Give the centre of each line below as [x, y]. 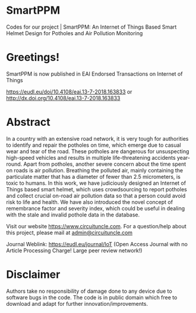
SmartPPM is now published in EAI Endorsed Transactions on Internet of [94, 74]
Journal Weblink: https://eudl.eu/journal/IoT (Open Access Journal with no [97, 244]
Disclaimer [33, 274]
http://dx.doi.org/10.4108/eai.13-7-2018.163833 [63, 98]
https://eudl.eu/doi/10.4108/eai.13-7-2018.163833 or [69, 92]
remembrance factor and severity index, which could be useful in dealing [96, 208]
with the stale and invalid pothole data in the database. [73, 215]
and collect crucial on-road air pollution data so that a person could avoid [96, 196]
